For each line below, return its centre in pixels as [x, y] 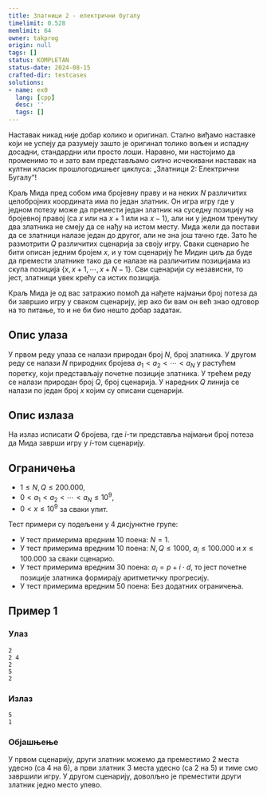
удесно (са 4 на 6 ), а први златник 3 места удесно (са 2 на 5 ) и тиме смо [133, 768]
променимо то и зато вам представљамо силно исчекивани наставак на [132, 160]
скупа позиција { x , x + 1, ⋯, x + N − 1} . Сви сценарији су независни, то [126, 269]
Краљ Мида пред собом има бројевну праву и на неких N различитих [128, 193]
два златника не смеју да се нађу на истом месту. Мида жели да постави [134, 227]
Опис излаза [41, 415]
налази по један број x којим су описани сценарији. [96, 390]
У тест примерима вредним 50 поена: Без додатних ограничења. [132, 586]
